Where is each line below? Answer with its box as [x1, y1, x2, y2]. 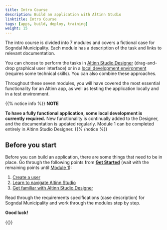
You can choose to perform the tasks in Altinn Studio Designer [5, 60, 134, 66]
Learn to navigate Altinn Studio [12, 179, 76, 185]
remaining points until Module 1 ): [5, 164, 72, 170]
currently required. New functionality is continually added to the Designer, [5, 115, 159, 121]
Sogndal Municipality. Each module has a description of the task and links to [5, 45, 162, 51]
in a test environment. [5, 91, 50, 97]
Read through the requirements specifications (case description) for [5, 194, 145, 200]
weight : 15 [5, 26, 28, 31]
